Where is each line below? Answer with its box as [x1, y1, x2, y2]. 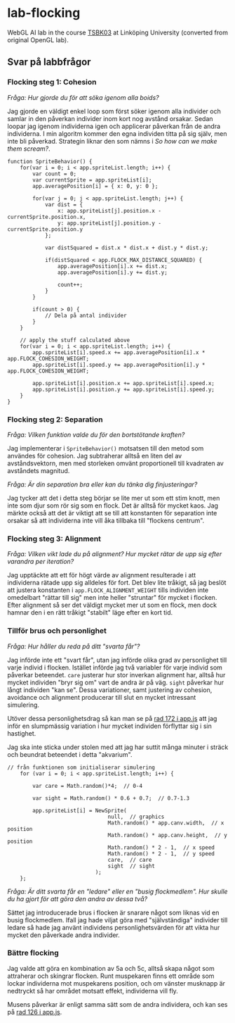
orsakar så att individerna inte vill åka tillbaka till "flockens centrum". [7, 516, 205, 525]
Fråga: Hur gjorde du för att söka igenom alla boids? [7, 93, 159, 101]
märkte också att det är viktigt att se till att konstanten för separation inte [7, 508, 217, 517]
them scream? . [7, 144, 51, 153]
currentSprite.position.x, [7, 213, 86, 220]
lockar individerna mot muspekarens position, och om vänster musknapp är [7, 979, 226, 987]
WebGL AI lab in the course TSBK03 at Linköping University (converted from [7, 28, 228, 37]
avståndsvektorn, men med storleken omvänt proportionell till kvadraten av [7, 459, 224, 467]
